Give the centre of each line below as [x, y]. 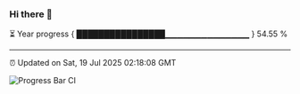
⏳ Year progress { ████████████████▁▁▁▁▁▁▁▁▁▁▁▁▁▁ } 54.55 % [149, 34]
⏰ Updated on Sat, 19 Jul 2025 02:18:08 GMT [93, 63]
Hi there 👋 [31, 14]
